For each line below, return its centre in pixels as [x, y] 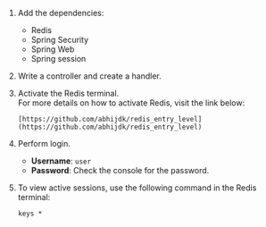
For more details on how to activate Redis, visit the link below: [131, 103]
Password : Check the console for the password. [120, 170]
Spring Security [60, 40]
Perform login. [44, 143]
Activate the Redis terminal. [68, 93]
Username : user [61, 161]
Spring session [58, 59]
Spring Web [53, 49]
